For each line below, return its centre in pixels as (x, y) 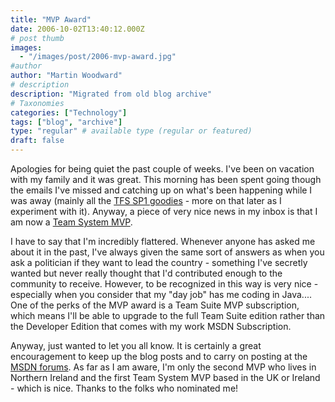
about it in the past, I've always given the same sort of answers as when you (167, 252)
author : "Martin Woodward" (66, 76)
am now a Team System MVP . (71, 222)
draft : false (37, 141)
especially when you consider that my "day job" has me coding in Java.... (161, 294)
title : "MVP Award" (51, 19)
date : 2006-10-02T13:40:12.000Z (77, 29)
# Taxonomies (37, 103)
